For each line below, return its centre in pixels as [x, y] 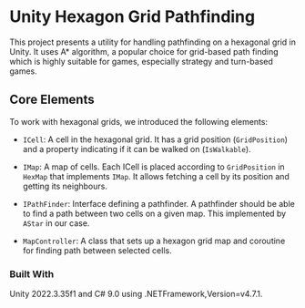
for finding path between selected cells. [97, 250]
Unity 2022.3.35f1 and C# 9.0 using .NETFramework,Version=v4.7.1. [136, 294]
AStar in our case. [56, 223]
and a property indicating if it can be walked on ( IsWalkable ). [137, 149]
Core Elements [52, 100]
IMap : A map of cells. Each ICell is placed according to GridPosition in [153, 167]
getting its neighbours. [65, 186]
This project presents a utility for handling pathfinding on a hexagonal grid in [152, 42]
